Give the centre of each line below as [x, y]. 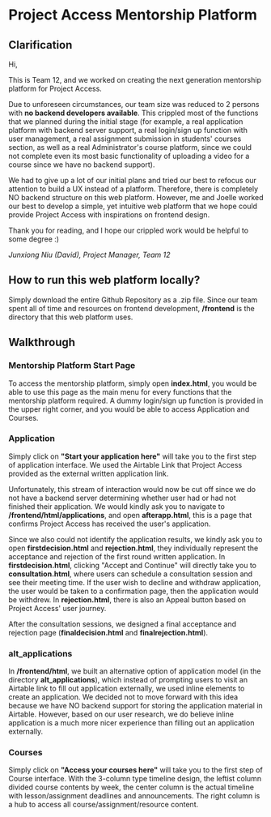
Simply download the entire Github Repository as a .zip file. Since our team [133, 299]
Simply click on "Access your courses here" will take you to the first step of [135, 770]
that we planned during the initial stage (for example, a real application [126, 122]
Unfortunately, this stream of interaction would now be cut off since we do [132, 489]
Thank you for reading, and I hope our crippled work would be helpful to [129, 230]
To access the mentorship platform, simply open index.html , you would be [133, 383]
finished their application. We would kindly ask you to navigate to [116, 506]
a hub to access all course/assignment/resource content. [104, 805]
